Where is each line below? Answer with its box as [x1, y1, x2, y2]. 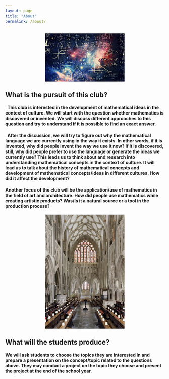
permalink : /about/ [5, 19, 46, 24]
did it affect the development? [5, 175, 70, 181]
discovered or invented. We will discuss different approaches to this [5, 116, 151, 122]
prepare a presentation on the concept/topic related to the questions [5, 357, 152, 363]
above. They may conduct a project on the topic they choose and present [5, 363, 162, 369]
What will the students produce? [5, 337, 110, 347]
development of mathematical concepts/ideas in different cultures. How [5, 170, 160, 176]
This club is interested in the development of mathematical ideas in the [7, 104, 159, 111]
